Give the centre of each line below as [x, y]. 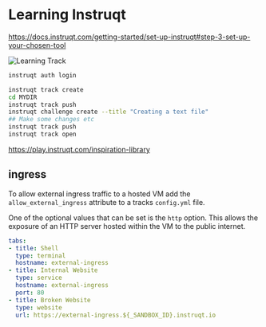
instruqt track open [43, 134]
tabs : [17, 241]
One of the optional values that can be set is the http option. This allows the [133, 218]
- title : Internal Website [53, 270]
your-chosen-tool [37, 45]
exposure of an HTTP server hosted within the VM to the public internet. [127, 226]
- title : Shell [34, 248]
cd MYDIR [23, 97]
